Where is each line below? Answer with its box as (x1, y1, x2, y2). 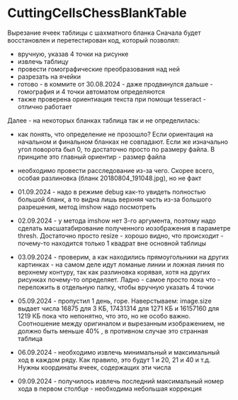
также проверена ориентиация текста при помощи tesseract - (17, 94, 207, 104)
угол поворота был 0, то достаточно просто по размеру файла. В (17, 145, 215, 153)
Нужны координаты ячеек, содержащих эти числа (17, 363, 171, 372)
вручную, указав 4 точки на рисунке (17, 50, 129, 58)
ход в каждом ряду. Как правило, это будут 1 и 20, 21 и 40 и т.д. (17, 355, 211, 364)
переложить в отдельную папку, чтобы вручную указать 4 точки (17, 282, 215, 291)
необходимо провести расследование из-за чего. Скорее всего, (17, 166, 215, 174)
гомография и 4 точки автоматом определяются (17, 87, 165, 96)
